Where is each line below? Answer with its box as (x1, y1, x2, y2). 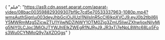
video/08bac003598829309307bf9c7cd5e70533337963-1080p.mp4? (5, 9, 149, 15)
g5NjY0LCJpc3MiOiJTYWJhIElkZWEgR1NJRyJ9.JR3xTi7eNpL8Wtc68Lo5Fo (5, 25, 159, 30)
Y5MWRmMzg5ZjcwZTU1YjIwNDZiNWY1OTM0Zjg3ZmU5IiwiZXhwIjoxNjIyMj (5, 19, 160, 25)
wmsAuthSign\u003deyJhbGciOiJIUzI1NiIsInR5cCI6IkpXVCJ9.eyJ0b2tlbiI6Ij (5, 14, 159, 20)
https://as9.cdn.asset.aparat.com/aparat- (24, 4, 108, 10)
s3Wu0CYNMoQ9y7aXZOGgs (5, 30, 66, 35)
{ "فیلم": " (5, 4, 25, 10)
